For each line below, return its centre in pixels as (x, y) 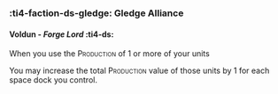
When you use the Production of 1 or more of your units (109, 54)
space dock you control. (53, 80)
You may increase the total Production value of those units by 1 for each (139, 71)
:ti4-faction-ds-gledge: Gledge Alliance (97, 13)
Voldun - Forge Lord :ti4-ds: (62, 34)
